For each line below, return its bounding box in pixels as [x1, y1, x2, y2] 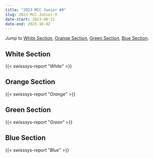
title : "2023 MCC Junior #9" [5, 7, 66, 13]
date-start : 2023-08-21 [5, 17, 55, 22]
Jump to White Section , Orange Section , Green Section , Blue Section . [5, 35, 149, 41]
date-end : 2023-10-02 [5, 21, 51, 27]
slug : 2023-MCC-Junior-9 [5, 12, 57, 17]
